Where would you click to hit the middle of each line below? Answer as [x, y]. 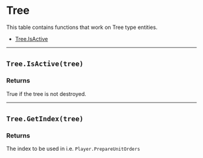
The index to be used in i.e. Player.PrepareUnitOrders [73, 149]
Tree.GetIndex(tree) [45, 119]
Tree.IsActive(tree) [45, 64]
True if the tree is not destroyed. [46, 93]
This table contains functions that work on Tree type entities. [82, 27]
